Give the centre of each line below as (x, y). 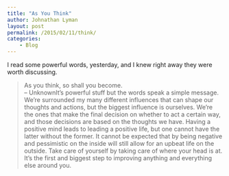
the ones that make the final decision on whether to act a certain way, (122, 114)
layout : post (26, 26)
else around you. (48, 165)
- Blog (29, 45)
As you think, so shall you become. (73, 85)
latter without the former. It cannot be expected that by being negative (123, 136)
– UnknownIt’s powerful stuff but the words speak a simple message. (121, 92)
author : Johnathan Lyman (43, 20)
